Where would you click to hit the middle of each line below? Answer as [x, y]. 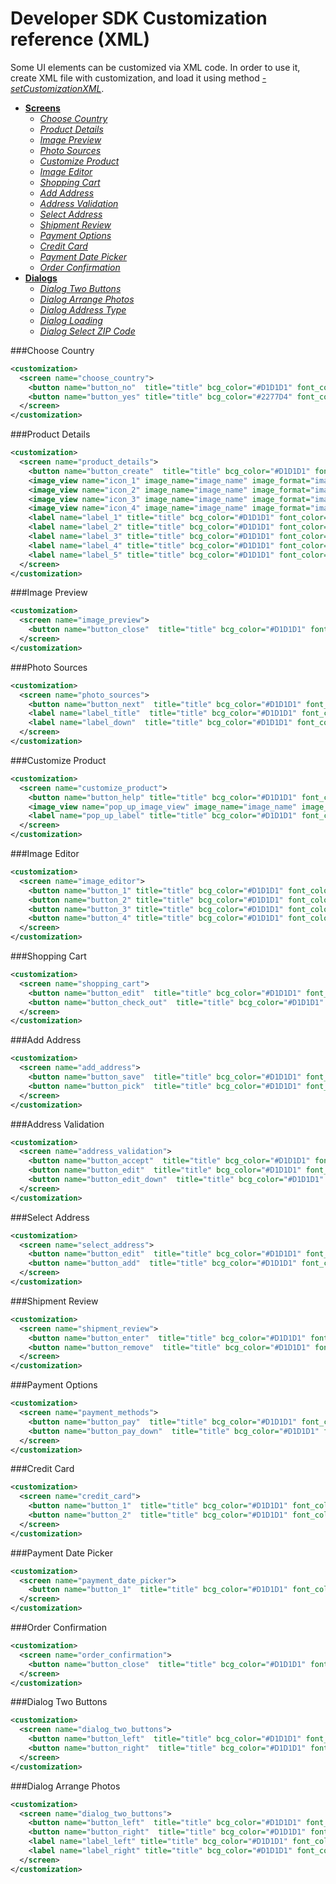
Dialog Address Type [83, 309]
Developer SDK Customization [139, 18]
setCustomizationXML [56, 88]
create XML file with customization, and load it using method [135, 78]
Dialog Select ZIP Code [87, 331]
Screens [42, 108]
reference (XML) [80, 39]
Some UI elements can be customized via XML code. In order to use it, [155, 67]
